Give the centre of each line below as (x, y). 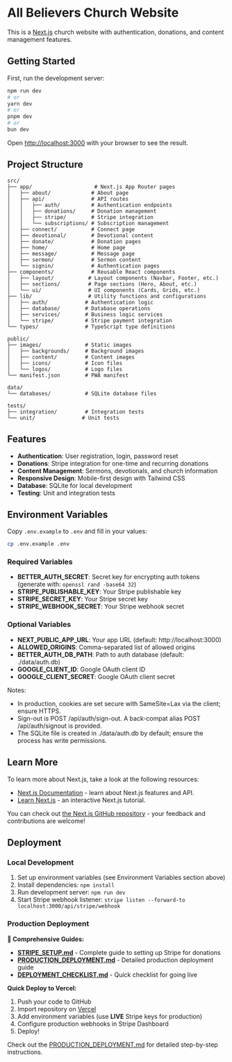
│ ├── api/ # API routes (68, 199)
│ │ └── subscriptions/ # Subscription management (88, 223)
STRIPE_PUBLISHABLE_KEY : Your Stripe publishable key (99, 591)
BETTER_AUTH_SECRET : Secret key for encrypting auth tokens (108, 577)
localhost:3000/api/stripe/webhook (69, 906)
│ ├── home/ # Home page (67, 247)
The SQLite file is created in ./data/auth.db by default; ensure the (110, 733)
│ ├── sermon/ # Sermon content (74, 260)
